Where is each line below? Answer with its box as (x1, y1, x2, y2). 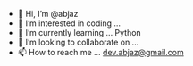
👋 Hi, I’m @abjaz (17, 9, 79, 19)
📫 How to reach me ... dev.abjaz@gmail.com (17, 47, 185, 57)
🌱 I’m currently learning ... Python (17, 28, 141, 37)
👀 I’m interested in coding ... (17, 18, 122, 29)
